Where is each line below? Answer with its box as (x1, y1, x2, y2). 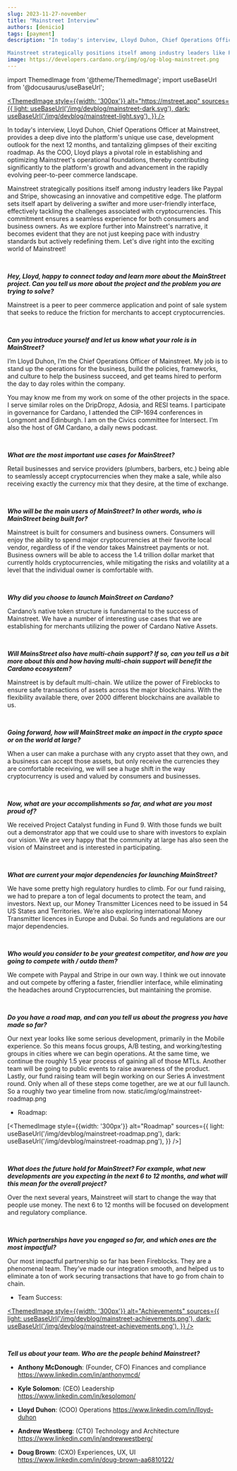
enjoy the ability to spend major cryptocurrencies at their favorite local (7, 535, 212, 544)
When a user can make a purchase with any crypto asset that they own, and (7, 749, 229, 757)
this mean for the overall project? (7, 1179, 107, 1188)
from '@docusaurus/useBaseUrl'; (7, 83, 104, 91)
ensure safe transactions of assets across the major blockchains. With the (7, 685, 222, 694)
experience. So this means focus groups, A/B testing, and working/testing (7, 1041, 222, 1050)
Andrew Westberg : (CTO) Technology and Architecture (17, 1426, 180, 1435)
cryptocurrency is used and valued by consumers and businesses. (7, 772, 201, 780)
